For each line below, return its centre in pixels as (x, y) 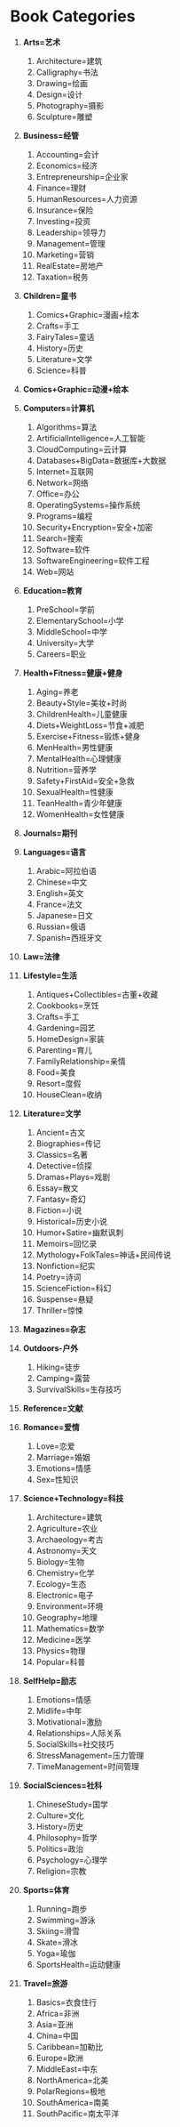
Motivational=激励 (69, 1722)
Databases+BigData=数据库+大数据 (101, 460)
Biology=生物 (60, 1561)
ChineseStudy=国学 (72, 1804)
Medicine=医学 (63, 1639)
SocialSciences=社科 (63, 1785)
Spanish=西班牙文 (69, 937)
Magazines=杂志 (55, 1329)
